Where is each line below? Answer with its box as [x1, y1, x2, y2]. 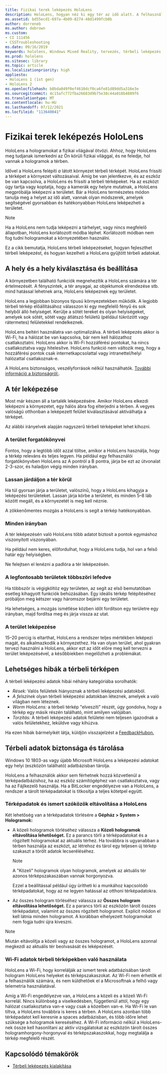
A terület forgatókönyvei [5, 436, 66, 443]
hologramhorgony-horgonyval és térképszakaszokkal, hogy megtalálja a [5, 1030, 153, 1036]
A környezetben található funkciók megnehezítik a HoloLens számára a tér [5, 278, 158, 284]
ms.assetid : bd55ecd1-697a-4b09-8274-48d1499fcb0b [5, 16, 112, 21]
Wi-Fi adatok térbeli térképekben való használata [5, 956, 127, 963]
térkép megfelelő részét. [5, 1035, 56, 1042]
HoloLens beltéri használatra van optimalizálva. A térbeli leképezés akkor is [5, 329, 160, 335]
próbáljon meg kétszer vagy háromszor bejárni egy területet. [5, 595, 129, 602]
